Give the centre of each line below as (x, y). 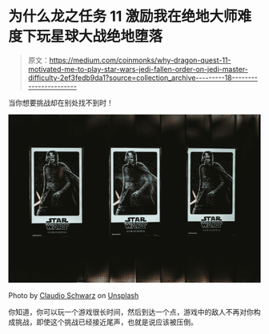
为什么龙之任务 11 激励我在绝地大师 (123, 16)
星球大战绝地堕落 (107, 36)
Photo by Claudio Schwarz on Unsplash (74, 296)
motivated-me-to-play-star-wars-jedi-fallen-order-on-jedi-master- (138, 69)
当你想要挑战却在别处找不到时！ (61, 103)
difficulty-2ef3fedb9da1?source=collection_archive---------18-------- (143, 78)
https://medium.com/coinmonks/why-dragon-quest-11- (140, 60)
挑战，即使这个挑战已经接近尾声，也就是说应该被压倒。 (106, 322)
